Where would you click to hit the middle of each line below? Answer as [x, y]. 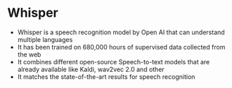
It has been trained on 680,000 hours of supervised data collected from [121, 47]
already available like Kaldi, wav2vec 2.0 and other [91, 69]
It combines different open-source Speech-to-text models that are [114, 61]
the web [29, 54]
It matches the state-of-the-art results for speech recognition [106, 76]
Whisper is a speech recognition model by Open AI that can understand [121, 32]
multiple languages [45, 39]
